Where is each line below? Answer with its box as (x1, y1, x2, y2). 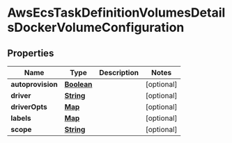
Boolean (64, 80, 93, 89)
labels (10, 113, 31, 123)
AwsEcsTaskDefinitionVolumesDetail (7, 5, 226, 21)
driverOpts (10, 102, 47, 112)
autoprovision (10, 80, 58, 89)
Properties (7, 47, 54, 59)
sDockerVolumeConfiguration (7, 19, 185, 35)
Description (98, 68, 139, 77)
